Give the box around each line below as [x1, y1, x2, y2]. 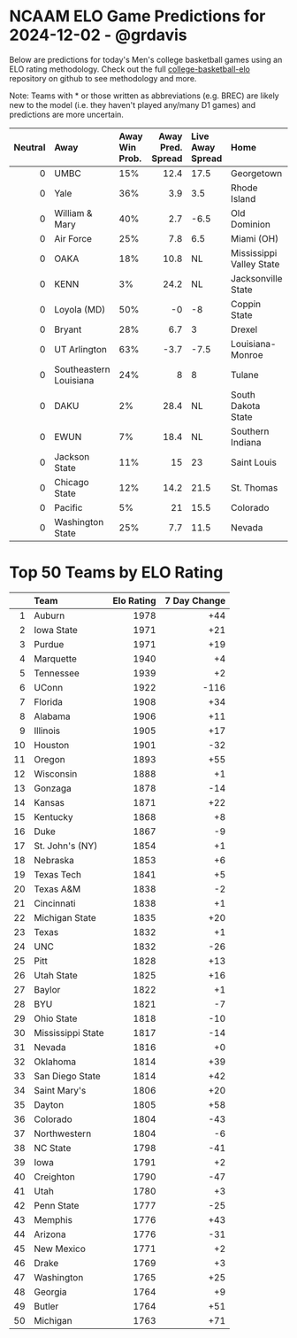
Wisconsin [34, 768, 78, 780]
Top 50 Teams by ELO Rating [9, 562, 224, 583]
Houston [34, 739, 70, 751]
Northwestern [34, 1127, 92, 1140]
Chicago [54, 476, 90, 488]
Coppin [231, 298, 262, 310]
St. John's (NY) [34, 839, 98, 852]
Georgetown [231, 166, 283, 179]
